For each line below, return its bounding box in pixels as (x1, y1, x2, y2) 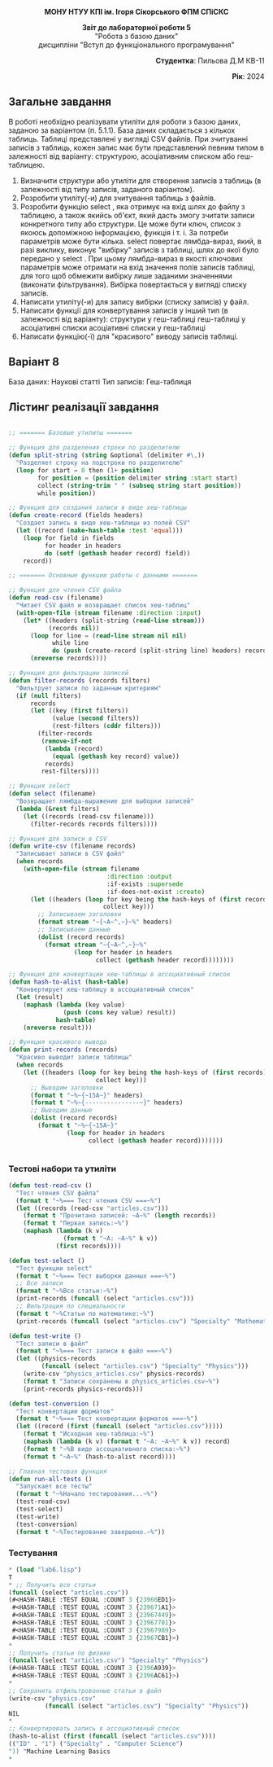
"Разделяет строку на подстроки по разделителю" (15, 459, 184, 467)
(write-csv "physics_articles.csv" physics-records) (23, 1370, 206, 1379)
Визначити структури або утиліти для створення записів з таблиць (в (19, 175, 262, 186)
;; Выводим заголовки (29, 1083, 104, 1092)
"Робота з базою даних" (94, 32, 179, 41)
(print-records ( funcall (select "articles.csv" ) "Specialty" (15, 1317, 231, 1326)
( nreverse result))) (23, 1024, 93, 1032)
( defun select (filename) (8, 790, 96, 798)
